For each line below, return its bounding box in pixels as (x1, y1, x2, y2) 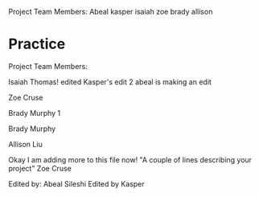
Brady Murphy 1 (8, 108, 61, 117)
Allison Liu (8, 139, 43, 149)
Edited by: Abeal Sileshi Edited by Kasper (8, 179, 145, 188)
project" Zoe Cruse (8, 163, 72, 173)
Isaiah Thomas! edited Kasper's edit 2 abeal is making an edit (8, 76, 212, 87)
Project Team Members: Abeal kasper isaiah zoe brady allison (8, 7, 213, 16)
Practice (8, 35, 66, 53)
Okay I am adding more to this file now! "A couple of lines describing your (8, 154, 252, 164)
